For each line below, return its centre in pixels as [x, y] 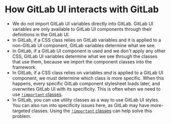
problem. [22, 116]
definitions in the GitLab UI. [41, 34]
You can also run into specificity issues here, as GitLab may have [81, 105]
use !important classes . [37, 94]
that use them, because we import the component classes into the [82, 61]
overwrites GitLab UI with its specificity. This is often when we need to [86, 89]
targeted [21, 111]
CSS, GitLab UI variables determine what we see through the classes [85, 56]
